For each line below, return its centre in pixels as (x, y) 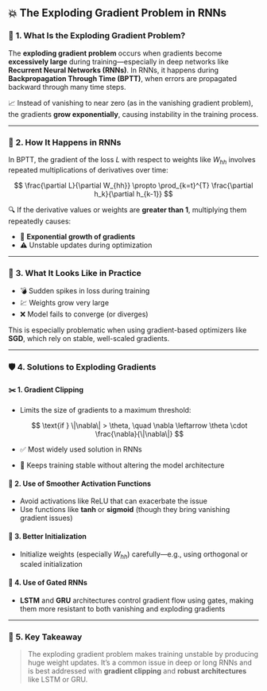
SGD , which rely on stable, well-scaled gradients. (89, 339)
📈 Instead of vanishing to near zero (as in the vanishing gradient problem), (131, 103)
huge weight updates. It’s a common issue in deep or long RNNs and (140, 662)
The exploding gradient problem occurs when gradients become (115, 53)
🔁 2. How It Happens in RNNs (65, 142)
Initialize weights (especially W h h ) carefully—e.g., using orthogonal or (133, 555)
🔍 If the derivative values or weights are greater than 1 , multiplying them (128, 209)
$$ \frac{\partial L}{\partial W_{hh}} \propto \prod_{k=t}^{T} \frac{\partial (133, 185)
